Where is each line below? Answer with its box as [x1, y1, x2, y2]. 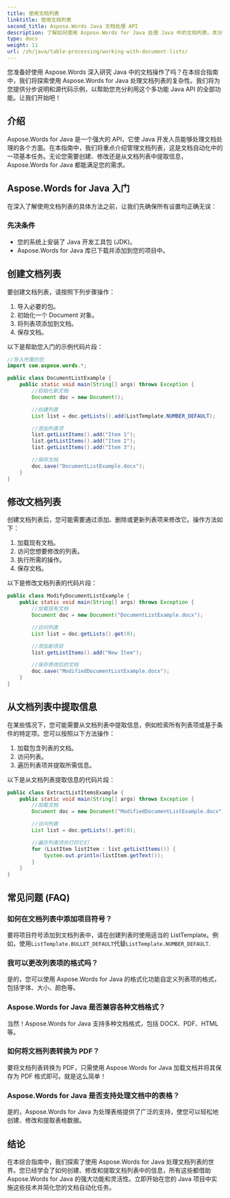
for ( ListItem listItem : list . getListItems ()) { [31, 845, 176, 852]
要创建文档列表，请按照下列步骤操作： [7, 288, 115, 296]
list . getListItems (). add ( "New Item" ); [31, 649, 142, 656]
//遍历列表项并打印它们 [31, 839, 89, 846]
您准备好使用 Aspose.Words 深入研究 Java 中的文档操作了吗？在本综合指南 [7, 68, 219, 76]
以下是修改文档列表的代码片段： [7, 579, 97, 587]
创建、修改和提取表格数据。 [7, 1117, 86, 1125]
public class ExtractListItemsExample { [7, 789, 125, 796]
